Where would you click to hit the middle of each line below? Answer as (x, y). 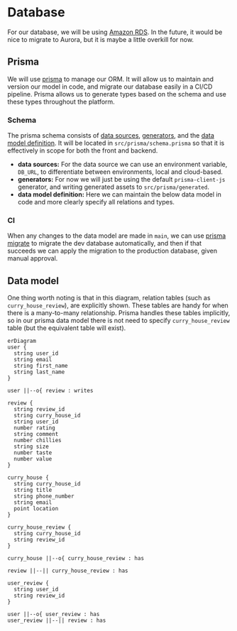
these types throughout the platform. (61, 101)
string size (32, 447)
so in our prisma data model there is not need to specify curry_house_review (118, 321)
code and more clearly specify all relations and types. (96, 202)
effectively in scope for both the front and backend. (83, 150)
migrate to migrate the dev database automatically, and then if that (105, 243)
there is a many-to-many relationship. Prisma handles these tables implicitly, (119, 313)
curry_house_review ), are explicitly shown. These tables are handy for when (118, 305)
